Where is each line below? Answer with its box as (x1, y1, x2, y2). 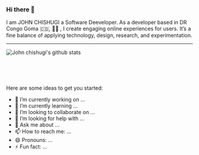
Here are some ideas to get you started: (6, 84, 104, 91)
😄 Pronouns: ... (14, 137, 53, 144)
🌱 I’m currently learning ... (14, 102, 78, 109)
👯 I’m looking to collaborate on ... (14, 109, 95, 116)
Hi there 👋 (6, 5, 36, 14)
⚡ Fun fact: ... (14, 143, 47, 150)
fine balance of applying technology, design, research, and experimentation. (6, 32, 192, 39)
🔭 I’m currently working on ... (14, 96, 85, 103)
